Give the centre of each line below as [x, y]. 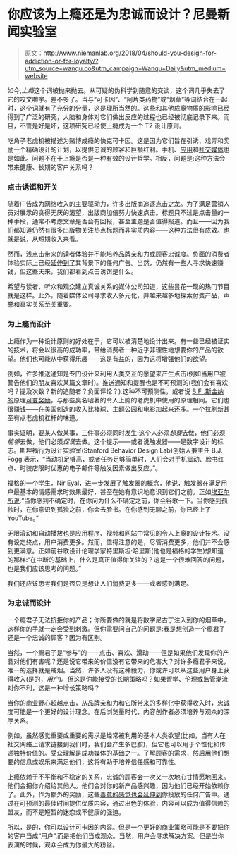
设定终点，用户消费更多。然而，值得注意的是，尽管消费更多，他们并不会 [118, 542]
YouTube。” [23, 518]
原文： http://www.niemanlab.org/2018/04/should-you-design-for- [121, 53]
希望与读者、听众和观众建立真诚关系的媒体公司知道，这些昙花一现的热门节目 [119, 287]
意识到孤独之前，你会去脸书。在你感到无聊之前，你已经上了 [124, 509]
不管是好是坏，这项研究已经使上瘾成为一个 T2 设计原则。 [102, 125]
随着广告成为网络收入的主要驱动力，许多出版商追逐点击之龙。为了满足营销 [115, 204]
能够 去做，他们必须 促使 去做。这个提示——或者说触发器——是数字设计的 [112, 441]
